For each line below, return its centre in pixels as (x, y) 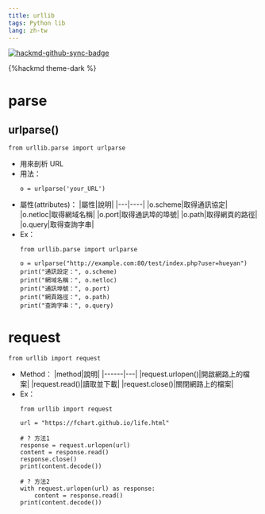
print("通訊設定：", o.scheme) (68, 272)
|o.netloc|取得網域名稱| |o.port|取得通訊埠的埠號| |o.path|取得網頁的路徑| (138, 215)
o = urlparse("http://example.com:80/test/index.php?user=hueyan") (133, 263)
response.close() (48, 459)
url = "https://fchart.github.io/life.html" (94, 423)
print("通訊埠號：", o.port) (65, 289)
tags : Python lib (37, 23)
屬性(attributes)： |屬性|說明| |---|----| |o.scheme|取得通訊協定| (124, 204)
